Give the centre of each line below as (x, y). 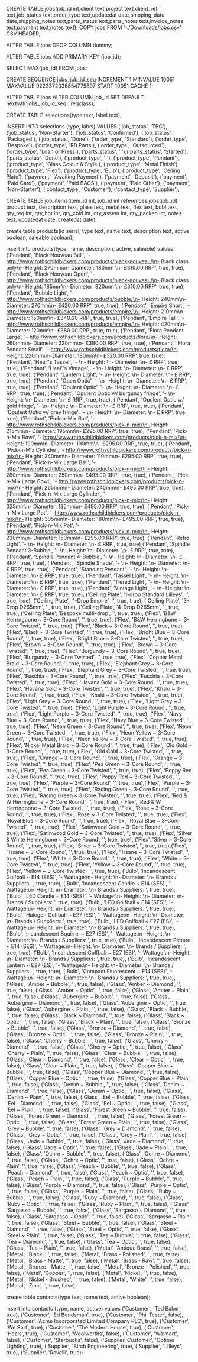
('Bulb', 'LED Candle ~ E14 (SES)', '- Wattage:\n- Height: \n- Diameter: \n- (95, 896)
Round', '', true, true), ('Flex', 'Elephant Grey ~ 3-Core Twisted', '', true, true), (99, 670)
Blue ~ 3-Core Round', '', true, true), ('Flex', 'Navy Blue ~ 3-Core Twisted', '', (98, 720)
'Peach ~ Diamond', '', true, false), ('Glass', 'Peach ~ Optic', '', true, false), (95, 1172)
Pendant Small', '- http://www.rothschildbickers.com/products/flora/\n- (92, 349)
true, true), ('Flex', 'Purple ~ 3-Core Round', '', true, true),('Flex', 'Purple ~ (95, 783)
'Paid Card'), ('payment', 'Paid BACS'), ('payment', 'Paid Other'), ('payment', (98, 183)
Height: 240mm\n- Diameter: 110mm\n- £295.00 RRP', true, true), (104, 456)
